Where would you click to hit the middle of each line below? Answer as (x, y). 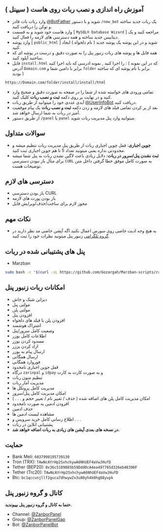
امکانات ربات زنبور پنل (35, 288)
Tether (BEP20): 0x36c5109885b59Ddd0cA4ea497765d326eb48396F (75, 467)
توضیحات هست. (27, 166)
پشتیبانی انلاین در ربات (32, 424)
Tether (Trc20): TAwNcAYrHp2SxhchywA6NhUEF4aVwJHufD (65, 472)
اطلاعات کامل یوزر (29, 336)
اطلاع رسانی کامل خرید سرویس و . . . (47, 419)
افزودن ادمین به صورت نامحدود (41, 404)
